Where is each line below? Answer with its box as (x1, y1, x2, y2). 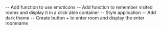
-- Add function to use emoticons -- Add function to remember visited (5, 4, 153, 10)
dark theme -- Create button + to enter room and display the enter (5, 15, 145, 20)
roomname (5, 20, 28, 26)
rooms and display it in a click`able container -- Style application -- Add (5, 9, 156, 15)
